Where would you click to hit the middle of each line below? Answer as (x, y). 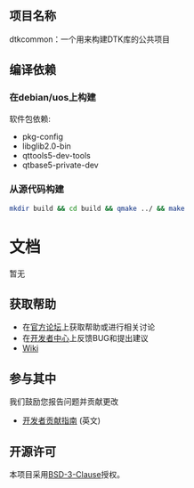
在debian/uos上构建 (53, 98)
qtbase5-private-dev (61, 165)
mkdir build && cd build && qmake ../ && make (97, 208)
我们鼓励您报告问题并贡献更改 (64, 402)
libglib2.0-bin (46, 146)
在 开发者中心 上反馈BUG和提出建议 (85, 338)
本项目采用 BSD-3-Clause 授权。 (67, 475)
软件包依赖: (30, 118)
